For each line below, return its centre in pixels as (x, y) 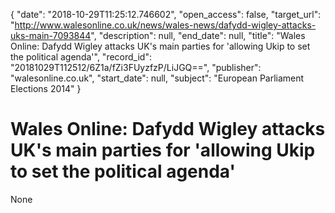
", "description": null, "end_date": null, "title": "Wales (198, 35)
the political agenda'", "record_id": (81, 57)
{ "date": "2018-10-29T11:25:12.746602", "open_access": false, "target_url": (166, 14)
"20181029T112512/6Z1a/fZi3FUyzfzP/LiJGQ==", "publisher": (136, 67)
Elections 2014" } (46, 88)
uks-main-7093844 (51, 35)
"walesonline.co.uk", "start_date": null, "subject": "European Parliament (157, 78)
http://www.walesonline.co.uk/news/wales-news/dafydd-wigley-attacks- (165, 25)
